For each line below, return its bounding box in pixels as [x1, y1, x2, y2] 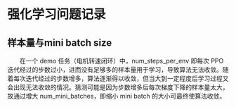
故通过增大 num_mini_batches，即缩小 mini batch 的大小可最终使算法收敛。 [7, 92, 226, 100]
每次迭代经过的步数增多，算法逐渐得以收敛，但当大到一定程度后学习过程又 [13, 75, 229, 82]
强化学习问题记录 [7, 6, 107, 23]
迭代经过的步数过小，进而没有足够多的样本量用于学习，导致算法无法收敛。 [7, 65, 223, 74]
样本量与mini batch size [7, 37, 112, 49]
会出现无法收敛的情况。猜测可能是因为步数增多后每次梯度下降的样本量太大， [7, 83, 229, 92]
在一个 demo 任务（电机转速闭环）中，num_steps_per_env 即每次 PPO [19, 57, 224, 65]
